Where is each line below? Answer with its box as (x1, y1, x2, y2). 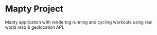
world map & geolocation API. (5, 24, 65, 30)
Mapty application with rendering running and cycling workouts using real (5, 19, 153, 25)
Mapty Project (5, 3, 64, 14)
